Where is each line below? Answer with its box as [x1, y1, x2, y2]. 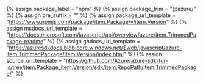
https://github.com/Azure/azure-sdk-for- [66, 57, 168, 64]
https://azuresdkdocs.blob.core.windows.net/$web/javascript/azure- [9, 44, 182, 51]
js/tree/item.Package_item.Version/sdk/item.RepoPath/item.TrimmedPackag [6, 63, 197, 71]
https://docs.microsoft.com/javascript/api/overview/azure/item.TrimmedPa [9, 31, 197, 38]
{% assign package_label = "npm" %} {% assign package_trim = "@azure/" [6, 5, 196, 12]
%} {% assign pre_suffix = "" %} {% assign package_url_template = [6, 12, 176, 19]
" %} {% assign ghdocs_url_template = [43, 38, 140, 45]
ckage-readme [6, 38, 44, 45]
